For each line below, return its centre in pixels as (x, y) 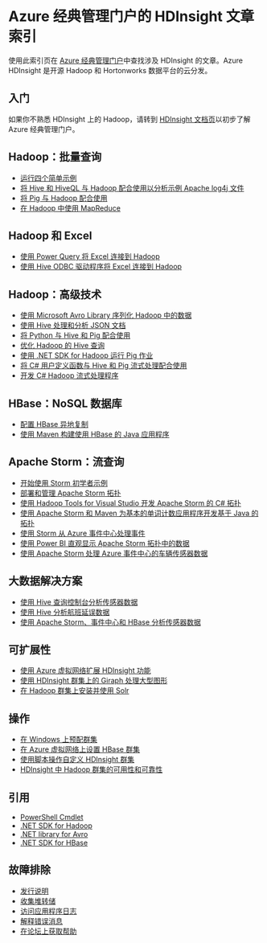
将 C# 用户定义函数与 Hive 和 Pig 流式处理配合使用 (103, 366)
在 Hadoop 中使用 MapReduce (70, 208)
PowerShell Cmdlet (51, 818)
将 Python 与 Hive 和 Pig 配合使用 (75, 335)
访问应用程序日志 (48, 911)
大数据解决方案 (45, 581)
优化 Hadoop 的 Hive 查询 (62, 346)
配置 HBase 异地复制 (54, 424)
